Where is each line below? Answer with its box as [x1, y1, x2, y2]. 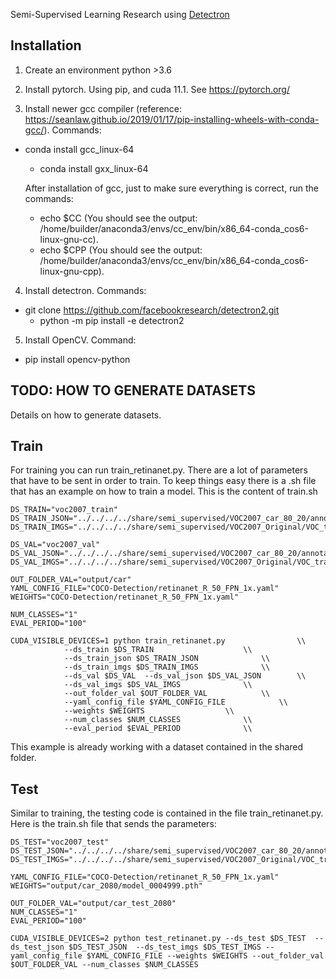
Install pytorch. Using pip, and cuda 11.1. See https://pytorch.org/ [24, 83, 291, 95]
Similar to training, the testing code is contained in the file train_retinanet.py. [10, 807, 324, 819]
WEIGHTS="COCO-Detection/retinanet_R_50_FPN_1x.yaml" [10, 592, 240, 603]
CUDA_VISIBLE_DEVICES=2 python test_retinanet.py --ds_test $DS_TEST [10, 934, 307, 944]
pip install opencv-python [24, 353, 131, 365]
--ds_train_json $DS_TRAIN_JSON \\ [63, 654, 271, 664]
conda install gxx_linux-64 [39, 162, 149, 174]
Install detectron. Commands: [24, 284, 147, 296]
